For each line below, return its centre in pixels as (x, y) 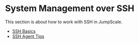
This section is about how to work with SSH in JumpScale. (64, 22)
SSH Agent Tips (28, 36)
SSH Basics (24, 31)
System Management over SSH (70, 8)
